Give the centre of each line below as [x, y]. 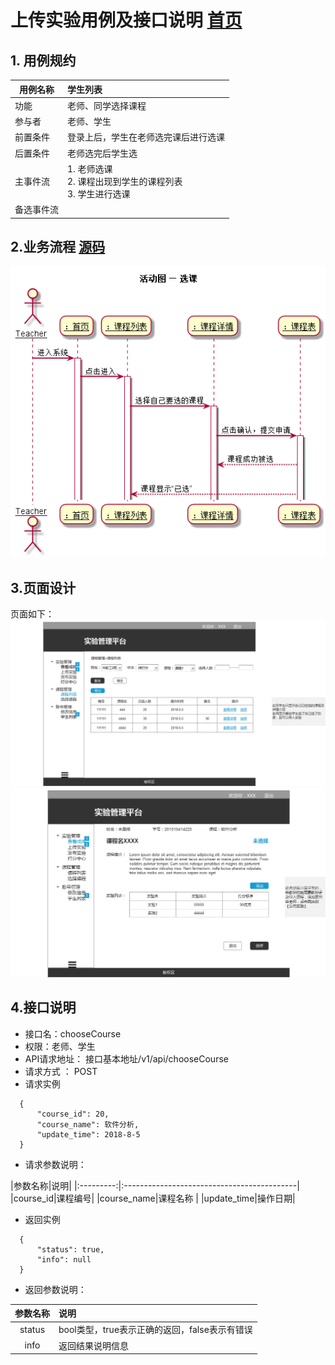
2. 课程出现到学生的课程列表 [125, 181]
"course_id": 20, [73, 1114]
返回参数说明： [55, 1289]
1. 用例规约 [43, 60]
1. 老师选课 [90, 168]
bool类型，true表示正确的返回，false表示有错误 [155, 1330]
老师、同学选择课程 [107, 105]
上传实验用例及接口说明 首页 [126, 20]
